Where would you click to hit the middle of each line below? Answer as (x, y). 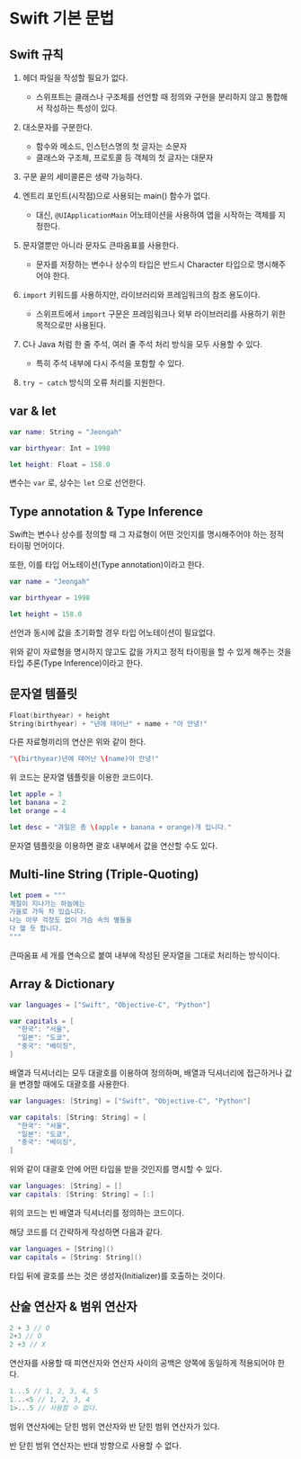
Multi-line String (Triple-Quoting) (104, 875)
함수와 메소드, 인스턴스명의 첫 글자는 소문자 (111, 146)
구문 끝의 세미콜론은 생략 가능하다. (82, 177)
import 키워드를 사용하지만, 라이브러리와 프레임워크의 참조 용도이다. (141, 295)
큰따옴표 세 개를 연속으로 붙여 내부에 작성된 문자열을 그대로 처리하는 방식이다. (145, 955)
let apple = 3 (36, 794)
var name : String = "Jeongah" (66, 432)
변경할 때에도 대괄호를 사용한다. (74, 1084)
